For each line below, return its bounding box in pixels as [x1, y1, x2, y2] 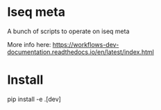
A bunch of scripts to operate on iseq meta [7, 27, 130, 35]
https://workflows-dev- [52, 40, 119, 48]
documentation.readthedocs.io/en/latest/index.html [7, 48, 154, 56]
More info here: [7, 40, 51, 48]
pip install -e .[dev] [7, 95, 61, 103]
